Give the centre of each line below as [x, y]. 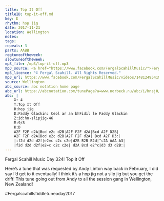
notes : [12, 37]
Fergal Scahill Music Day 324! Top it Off [45, 159]
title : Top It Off [24, 9]
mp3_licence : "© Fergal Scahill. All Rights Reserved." [63, 73]
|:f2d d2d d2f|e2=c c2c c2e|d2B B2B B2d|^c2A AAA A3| [70, 141]
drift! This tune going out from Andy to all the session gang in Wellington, [79, 179]
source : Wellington [25, 82]
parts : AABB [17, 50]
